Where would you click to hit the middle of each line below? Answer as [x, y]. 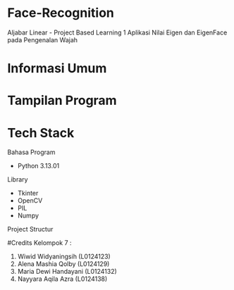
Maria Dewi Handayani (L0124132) [67, 272]
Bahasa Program [31, 152]
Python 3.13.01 [38, 166]
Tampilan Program [62, 101]
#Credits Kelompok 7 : [39, 243]
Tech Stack [41, 133]
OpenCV [30, 201]
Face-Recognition [61, 13]
